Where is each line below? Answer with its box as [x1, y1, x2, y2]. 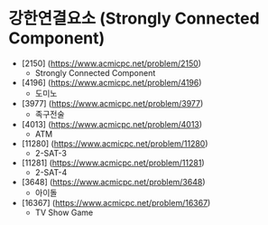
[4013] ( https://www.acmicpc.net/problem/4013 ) [21, 118, 203, 129]
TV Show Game [34, 207, 94, 218]
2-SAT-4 [34, 166, 68, 177]
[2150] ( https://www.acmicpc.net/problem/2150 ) [21, 58, 202, 69]
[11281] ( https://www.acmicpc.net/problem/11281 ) [21, 157, 205, 168]
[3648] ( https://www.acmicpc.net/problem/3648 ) [21, 176, 206, 187]
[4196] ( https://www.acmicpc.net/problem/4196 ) [21, 77, 202, 88]
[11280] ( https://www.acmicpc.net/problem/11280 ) [21, 137, 208, 149]
